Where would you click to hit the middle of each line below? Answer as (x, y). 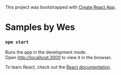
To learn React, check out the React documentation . (58, 67)
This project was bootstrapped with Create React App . (61, 7)
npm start (17, 42)
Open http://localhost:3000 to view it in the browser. (59, 58)
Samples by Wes (40, 27)
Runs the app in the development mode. (46, 52)
